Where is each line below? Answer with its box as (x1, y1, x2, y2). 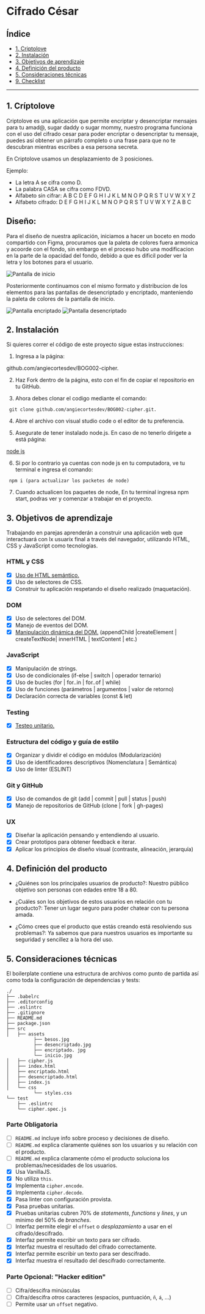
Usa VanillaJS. (15, 1168, 52, 1175)
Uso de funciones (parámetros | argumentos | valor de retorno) (15, 685, 174, 693)
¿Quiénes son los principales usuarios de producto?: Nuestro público (15, 880, 189, 887)
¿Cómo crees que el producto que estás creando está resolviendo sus (15, 923, 192, 930)
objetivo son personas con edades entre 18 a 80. (15, 886, 138, 893)
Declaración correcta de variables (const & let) (15, 692, 133, 699)
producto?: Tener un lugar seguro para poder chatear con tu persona (15, 904, 189, 912)
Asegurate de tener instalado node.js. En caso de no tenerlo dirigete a (15, 429, 192, 437)
